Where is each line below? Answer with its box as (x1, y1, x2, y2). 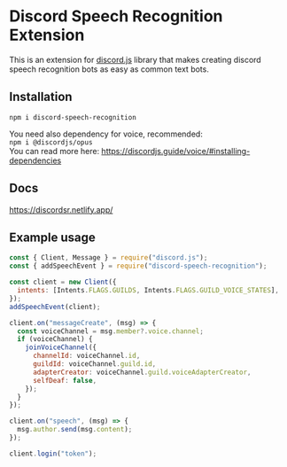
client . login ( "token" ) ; (9, 449, 97, 458)
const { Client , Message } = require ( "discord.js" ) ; (9, 253, 208, 262)
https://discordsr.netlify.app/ (9, 204, 113, 214)
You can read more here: (9, 145, 100, 156)
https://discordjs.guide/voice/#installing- (101, 145, 251, 156)
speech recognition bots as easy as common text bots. (9, 64, 210, 74)
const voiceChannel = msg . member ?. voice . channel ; (17, 326, 204, 336)
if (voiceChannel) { (17, 335, 93, 344)
